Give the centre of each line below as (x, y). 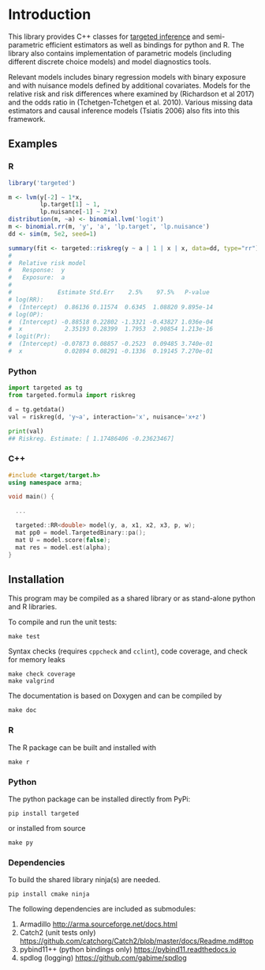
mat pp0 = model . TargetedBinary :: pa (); (81, 533)
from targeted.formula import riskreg (72, 396)
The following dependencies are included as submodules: (102, 909)
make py (21, 843)
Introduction (50, 15)
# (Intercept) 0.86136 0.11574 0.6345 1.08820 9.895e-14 (111, 307)
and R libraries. (33, 607)
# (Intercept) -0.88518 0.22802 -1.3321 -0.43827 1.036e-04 (111, 322)
